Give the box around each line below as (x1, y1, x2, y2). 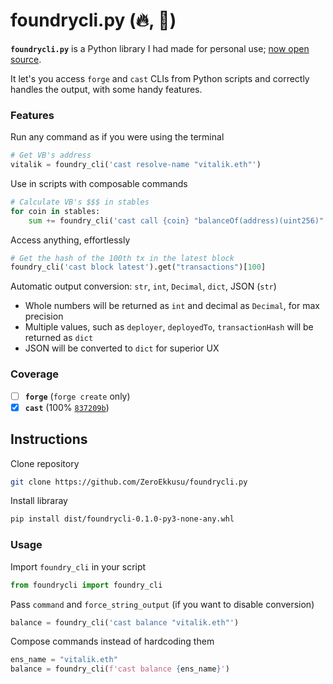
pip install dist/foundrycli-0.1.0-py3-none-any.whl (10, 514, 235, 524)
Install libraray (10, 495, 68, 507)
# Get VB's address (10, 150, 92, 161)
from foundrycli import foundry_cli (10, 580, 163, 590)
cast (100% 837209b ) (24, 401, 110, 413)
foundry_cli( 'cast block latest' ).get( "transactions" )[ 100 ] (10, 262, 267, 273)
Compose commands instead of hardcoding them (10, 635, 215, 648)
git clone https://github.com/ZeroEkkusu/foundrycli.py (10, 477, 248, 487)
